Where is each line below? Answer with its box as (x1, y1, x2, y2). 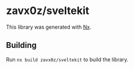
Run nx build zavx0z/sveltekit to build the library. (6, 56, 129, 63)
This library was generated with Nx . (6, 23, 91, 30)
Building (6, 40, 37, 50)
